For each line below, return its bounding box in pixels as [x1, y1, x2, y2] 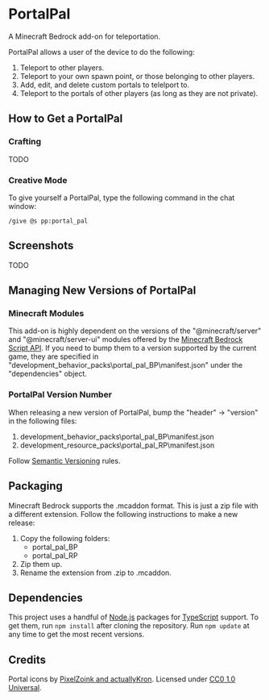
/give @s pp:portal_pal [8, 217, 89, 225]
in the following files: [8, 416, 77, 426]
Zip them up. [19, 559, 63, 569]
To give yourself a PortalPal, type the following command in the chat [8, 193, 235, 202]
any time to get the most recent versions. [8, 630, 145, 640]
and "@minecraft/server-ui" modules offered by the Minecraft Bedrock [8, 335, 243, 344]
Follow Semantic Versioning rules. [8, 456, 121, 465]
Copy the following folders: [19, 533, 110, 543]
